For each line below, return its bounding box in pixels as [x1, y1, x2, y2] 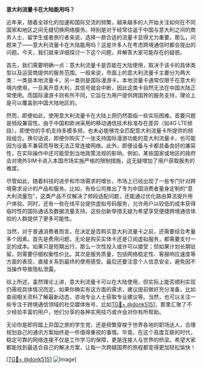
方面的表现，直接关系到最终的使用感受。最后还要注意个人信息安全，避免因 [6, 258, 191, 265]
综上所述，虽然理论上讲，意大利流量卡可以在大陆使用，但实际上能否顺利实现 [6, 278, 196, 285]
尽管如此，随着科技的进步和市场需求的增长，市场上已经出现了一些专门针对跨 [6, 178, 196, 184]
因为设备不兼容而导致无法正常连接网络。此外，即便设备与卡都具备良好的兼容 [6, 142, 196, 149]
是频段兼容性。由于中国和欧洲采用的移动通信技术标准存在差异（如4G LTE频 [6, 120, 193, 126]
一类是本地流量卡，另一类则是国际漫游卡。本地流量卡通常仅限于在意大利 [16, 76, 196, 84]
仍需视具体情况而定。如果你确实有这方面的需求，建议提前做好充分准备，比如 [6, 286, 196, 293]
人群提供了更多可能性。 [16, 215, 75, 222]
